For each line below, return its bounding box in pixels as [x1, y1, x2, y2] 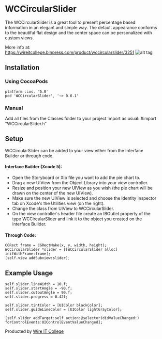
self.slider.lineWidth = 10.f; [5, 281, 68, 287]
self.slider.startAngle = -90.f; [5, 286, 73, 291]
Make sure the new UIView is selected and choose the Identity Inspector [12, 195, 157, 201]
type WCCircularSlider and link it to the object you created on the [12, 216, 142, 222]
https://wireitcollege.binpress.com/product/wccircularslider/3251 [5, 49, 134, 55]
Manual [5, 104, 23, 111]
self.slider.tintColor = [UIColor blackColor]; [5, 303, 103, 307]
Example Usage [5, 269, 53, 277]
